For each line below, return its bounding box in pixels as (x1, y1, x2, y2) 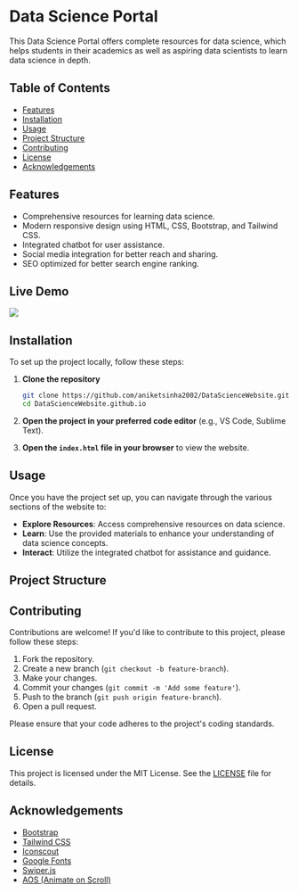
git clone (21, 391, 60, 401)
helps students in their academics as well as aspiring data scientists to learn (9, 45, 288, 55)
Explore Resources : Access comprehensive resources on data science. (21, 518, 286, 529)
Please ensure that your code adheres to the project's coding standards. (9, 718, 275, 729)
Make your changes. (21, 672, 98, 683)
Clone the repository (21, 374, 101, 384)
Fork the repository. (21, 653, 95, 664)
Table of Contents (9, 80, 111, 95)
